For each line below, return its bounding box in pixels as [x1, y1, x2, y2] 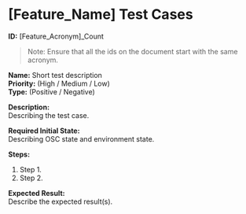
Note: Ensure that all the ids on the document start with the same [27, 46, 238, 56]
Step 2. [19, 173, 43, 183]
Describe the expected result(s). [8, 197, 113, 206]
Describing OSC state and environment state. [8, 134, 155, 143]
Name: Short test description [8, 70, 102, 79]
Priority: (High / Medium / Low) [8, 79, 110, 88]
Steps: [8, 149, 30, 159]
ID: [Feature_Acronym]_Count [8, 31, 105, 41]
